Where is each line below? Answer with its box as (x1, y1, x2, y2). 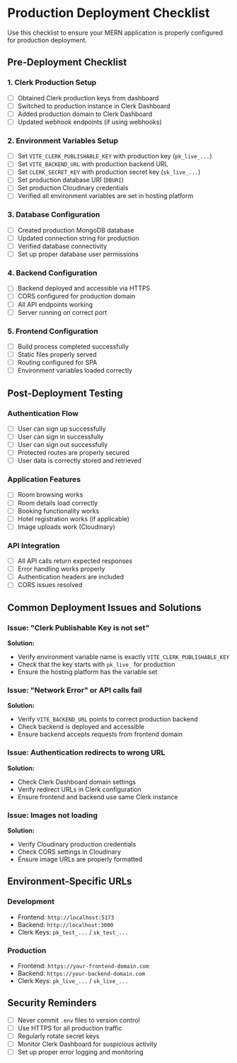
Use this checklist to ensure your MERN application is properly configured (7, 28, 223, 37)
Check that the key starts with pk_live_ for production (17, 660, 175, 669)
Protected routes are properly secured (17, 448, 129, 457)
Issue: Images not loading (7, 810, 98, 820)
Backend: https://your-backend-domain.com (17, 969, 146, 977)
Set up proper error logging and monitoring (17, 1047, 144, 1056)
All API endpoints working (17, 300, 93, 308)
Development (7, 897, 55, 907)
